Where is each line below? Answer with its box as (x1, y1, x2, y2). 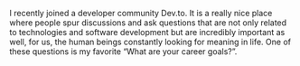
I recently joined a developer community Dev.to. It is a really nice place (9, 8, 273, 18)
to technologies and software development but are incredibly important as (9, 27, 286, 37)
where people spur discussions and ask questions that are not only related (9, 17, 287, 28)
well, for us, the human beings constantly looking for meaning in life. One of (9, 36, 292, 47)
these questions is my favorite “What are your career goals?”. (9, 46, 238, 57)
